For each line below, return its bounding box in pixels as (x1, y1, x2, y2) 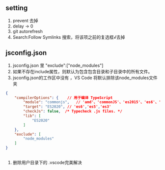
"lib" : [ (23, 113, 41, 118)
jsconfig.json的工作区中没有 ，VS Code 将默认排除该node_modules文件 (12, 75, 158, 81)
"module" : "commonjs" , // (23, 100, 81, 105)
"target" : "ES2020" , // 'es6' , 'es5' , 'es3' (23, 104, 111, 110)
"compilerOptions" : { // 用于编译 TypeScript (14, 95, 113, 100)
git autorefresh (12, 28, 43, 34)
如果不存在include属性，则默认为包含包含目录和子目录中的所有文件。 (12, 68, 153, 74)
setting (5, 4, 28, 12)
